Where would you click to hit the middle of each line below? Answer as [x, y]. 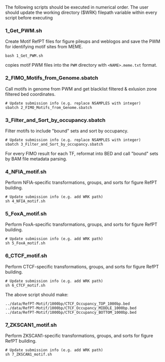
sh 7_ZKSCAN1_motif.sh [29, 355]
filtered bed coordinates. [30, 94]
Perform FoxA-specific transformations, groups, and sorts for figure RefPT [81, 225]
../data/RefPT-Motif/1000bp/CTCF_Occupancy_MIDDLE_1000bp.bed [71, 308]
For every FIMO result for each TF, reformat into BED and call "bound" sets [82, 153]
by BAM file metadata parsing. [36, 159]
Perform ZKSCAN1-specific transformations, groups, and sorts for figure [79, 336]
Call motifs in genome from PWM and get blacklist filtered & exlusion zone [81, 89]
